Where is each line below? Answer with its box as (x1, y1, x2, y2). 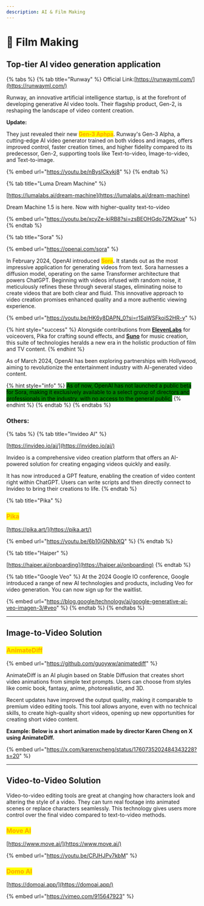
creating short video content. (6, 715, 79, 723)
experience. (6, 302, 36, 309)
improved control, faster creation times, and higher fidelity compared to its (6, 143, 192, 150)
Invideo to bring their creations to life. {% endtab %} (6, 485, 137, 492)
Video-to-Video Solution (6, 776, 101, 786)
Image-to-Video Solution (6, 628, 102, 638)
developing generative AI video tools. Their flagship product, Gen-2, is (6, 100, 182, 107)
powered (6, 460, 29, 468)
